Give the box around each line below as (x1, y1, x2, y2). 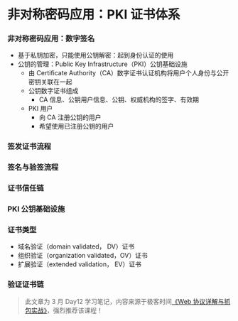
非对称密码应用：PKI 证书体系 (7, 6, 180, 23)
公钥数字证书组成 (28, 87, 79, 95)
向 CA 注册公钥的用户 (38, 113, 102, 121)
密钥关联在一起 (28, 77, 72, 86)
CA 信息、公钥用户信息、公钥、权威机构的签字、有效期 (38, 95, 199, 104)
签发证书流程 (7, 141, 52, 151)
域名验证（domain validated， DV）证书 (17, 242, 135, 251)
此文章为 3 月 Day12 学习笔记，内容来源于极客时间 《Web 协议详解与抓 (24, 297, 231, 305)
